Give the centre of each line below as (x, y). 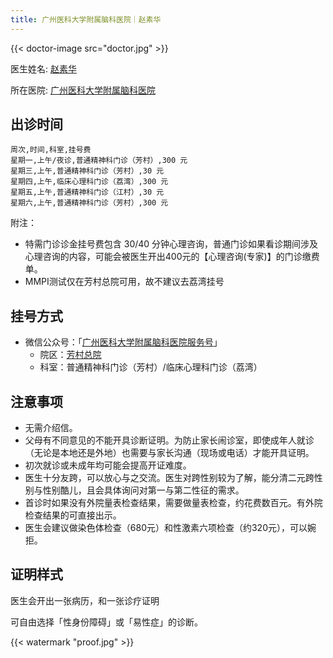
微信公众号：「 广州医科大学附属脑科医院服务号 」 (123, 342)
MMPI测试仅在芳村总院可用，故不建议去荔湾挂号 (124, 282)
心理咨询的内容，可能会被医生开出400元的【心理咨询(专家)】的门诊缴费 (172, 257)
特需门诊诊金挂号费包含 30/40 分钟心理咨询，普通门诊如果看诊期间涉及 (171, 244)
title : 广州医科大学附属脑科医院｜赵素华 (86, 19)
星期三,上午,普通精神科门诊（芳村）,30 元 (87, 171)
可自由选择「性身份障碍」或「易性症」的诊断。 (106, 622)
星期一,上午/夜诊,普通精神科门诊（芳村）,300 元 (99, 161)
